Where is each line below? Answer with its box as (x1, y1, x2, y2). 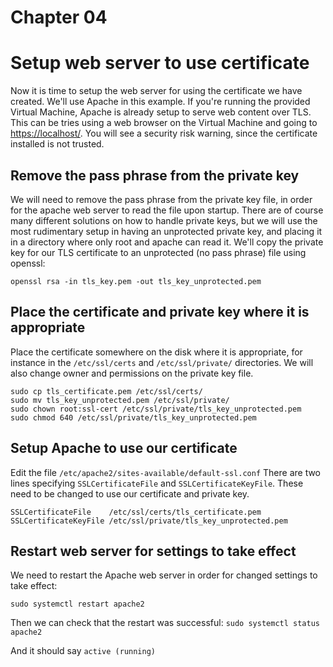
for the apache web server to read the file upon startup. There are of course (10, 204, 324, 216)
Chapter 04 (10, 6, 108, 29)
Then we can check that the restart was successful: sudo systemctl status (10, 617, 320, 629)
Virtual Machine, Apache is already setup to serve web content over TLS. (10, 106, 312, 118)
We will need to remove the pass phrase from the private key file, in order (10, 193, 313, 205)
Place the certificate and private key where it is (10, 304, 310, 321)
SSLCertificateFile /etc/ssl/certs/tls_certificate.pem (10, 507, 262, 517)
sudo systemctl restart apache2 (10, 599, 145, 610)
